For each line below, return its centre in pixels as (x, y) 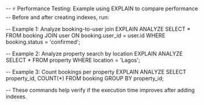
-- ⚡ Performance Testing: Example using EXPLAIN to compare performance (102, 8)
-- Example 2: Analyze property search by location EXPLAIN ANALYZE (94, 54)
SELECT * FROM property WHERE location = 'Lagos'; (73, 60)
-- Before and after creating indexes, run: (57, 17)
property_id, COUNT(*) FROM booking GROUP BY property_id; (85, 78)
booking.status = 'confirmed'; (43, 42)
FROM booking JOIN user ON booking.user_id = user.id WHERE (86, 36)
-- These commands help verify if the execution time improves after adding (100, 90)
